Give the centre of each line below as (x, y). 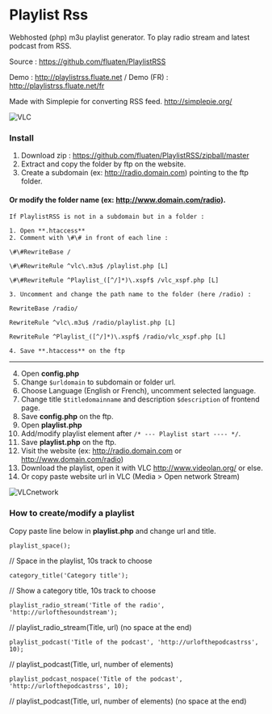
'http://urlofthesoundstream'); (63, 612)
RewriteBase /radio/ (44, 309)
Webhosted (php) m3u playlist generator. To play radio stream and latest (130, 37)
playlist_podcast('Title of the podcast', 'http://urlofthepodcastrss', (134, 642)
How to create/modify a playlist (72, 513)
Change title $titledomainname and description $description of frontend (140, 399)
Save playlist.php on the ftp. (69, 443)
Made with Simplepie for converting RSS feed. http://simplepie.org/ (121, 101)
